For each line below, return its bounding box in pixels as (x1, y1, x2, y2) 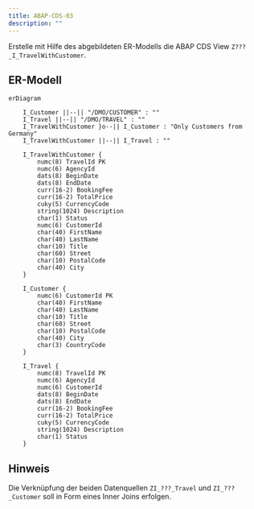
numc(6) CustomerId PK (37, 292, 113, 300)
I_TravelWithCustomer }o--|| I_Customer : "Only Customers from (23, 122, 243, 131)
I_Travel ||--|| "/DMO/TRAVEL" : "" (23, 116, 146, 124)
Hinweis (8, 461, 50, 475)
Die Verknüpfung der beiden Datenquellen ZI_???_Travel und (8, 483, 211, 493)
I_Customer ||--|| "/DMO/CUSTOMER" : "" (23, 109, 160, 117)
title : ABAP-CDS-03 (8, 11, 74, 20)
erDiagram (8, 94, 42, 103)
